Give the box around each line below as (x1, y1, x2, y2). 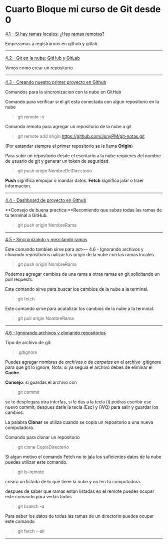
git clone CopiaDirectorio (17, 444, 69, 450)
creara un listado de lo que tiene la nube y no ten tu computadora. (5, 478, 141, 484)
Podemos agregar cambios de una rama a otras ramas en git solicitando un (5, 271, 160, 277)
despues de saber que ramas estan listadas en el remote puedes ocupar (5, 488, 154, 494)
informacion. (5, 182, 31, 189)
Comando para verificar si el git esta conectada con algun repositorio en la (5, 98, 159, 104)
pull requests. (5, 276, 33, 282)
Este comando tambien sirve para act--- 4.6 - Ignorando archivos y (5, 246, 144, 252)
